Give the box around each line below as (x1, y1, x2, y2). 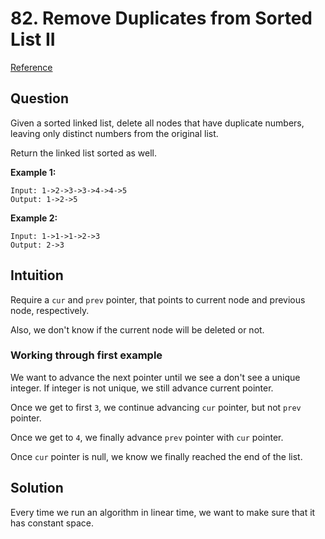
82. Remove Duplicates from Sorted (10, 7, 313, 30)
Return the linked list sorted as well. (10, 147, 158, 159)
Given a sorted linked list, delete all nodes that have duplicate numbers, (10, 117, 305, 129)
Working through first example (10, 348, 163, 362)
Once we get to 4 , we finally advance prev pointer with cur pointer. (10, 431, 284, 443)
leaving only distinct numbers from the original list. (10, 127, 219, 139)
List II (10, 28, 56, 51)
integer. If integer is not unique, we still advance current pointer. (10, 382, 274, 394)
